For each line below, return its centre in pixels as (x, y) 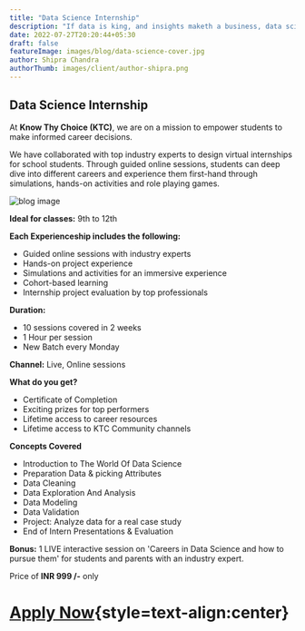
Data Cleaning (49, 483)
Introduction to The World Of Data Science (102, 463)
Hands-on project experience (78, 263)
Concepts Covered (45, 446)
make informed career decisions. (71, 136)
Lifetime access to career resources (90, 419)
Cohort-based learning (65, 282)
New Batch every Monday (71, 347)
